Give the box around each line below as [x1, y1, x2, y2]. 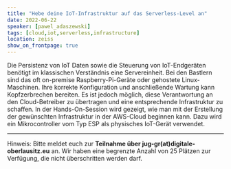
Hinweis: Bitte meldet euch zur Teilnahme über [7, 139, 141, 148]
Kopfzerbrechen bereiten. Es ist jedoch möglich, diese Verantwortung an [7, 90, 213, 99]
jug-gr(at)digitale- [142, 139, 196, 148]
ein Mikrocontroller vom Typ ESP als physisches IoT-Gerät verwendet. [7, 120, 205, 128]
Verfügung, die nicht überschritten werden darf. [7, 155, 143, 162]
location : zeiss [7, 36, 54, 43]
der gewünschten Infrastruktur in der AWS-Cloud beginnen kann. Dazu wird [7, 112, 222, 121]
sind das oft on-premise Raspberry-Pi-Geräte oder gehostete [7, 76, 181, 83]
